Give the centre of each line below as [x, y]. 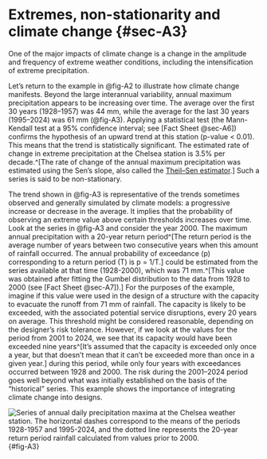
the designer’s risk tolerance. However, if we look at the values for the [123, 329]
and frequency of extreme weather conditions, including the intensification [131, 62]
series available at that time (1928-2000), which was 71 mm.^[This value [126, 270]
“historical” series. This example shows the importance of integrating [122, 388]
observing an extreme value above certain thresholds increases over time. [130, 220]
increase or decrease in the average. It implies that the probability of [120, 211]
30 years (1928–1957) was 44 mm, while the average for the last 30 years [129, 111]
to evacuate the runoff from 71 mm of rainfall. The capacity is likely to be [127, 304]
